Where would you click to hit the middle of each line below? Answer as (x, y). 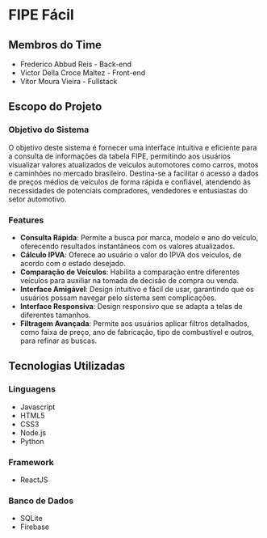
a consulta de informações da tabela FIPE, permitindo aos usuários (120, 156)
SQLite (31, 519)
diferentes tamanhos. (55, 315)
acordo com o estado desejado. (73, 263)
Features (26, 220)
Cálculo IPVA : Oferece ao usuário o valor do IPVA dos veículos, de (131, 254)
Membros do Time (55, 45)
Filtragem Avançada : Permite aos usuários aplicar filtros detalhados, (135, 323)
